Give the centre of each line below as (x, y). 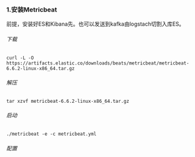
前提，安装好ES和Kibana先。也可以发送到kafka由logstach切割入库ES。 (95, 24)
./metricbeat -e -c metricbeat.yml (51, 134)
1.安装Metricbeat (32, 9)
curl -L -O (20, 58)
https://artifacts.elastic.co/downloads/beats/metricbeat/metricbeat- (98, 63)
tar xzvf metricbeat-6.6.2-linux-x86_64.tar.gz (68, 101)
